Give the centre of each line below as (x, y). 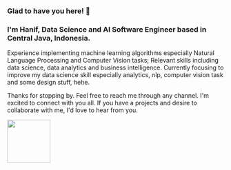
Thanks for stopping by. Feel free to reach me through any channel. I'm (108, 96)
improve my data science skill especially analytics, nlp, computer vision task (115, 75)
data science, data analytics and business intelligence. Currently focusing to (115, 67)
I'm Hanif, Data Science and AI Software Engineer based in (107, 29)
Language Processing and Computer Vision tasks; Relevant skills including (113, 61)
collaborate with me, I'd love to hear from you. (72, 110)
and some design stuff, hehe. (49, 83)
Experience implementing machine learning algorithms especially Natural (111, 53)
